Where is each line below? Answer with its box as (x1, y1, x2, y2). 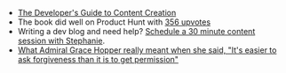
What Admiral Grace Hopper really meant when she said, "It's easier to (17, 45, 277, 55)
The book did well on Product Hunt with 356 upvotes (17, 17, 211, 27)
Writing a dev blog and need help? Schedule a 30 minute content (17, 26, 256, 36)
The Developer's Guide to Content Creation (17, 8, 177, 18)
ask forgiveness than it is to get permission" (17, 55, 179, 64)
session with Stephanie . (17, 35, 105, 46)
